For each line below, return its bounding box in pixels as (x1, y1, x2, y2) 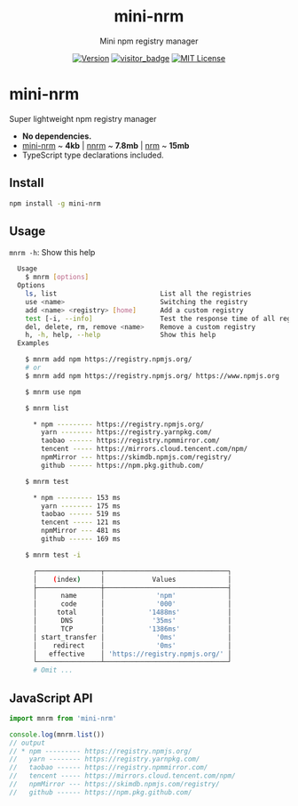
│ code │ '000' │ (32, 600, 232, 609)
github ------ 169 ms (41, 535, 122, 544)
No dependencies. (21, 131, 92, 141)
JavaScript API (9, 690, 93, 705)
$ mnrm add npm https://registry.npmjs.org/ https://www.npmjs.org (25, 371, 279, 380)
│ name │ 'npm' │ (32, 592, 232, 600)
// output (9, 738, 46, 747)
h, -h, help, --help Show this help (25, 331, 216, 340)
